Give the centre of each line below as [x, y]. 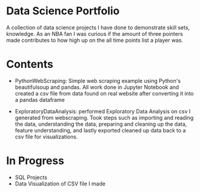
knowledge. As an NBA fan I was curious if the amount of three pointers [95, 33]
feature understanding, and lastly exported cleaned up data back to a [100, 130]
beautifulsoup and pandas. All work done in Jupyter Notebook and [97, 87]
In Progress [35, 161]
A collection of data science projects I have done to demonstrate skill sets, [98, 27]
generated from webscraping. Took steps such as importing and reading [104, 117]
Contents [30, 64]
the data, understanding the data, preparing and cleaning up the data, [101, 124]
